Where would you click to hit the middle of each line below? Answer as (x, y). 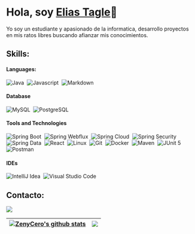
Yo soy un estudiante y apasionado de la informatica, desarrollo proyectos (98, 29)
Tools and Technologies (36, 123)
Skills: (18, 54)
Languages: (22, 69)
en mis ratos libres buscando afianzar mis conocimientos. (77, 35)
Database (19, 96)
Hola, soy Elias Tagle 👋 (62, 12)
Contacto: (25, 195)
